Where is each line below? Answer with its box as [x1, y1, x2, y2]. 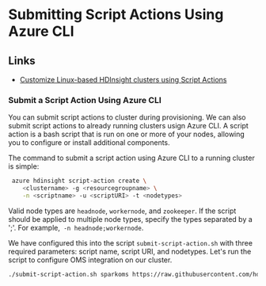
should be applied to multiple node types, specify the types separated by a [8, 214, 253, 223]
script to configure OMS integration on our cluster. [8, 255, 173, 265]
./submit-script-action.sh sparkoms [8, 270, 129, 278]
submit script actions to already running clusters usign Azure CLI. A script [8, 121, 249, 131]
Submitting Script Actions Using [8, 6, 224, 24]
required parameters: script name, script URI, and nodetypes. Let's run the [8, 246, 252, 256]
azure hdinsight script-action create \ [11, 177, 147, 185]
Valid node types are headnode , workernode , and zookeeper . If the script [8, 206, 237, 215]
